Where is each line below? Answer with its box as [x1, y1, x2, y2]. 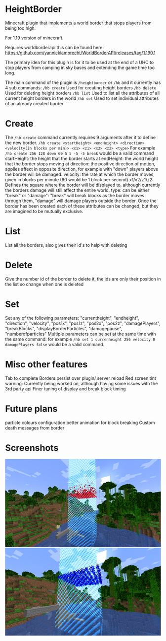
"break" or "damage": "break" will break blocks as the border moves [5, 192, 145, 198]
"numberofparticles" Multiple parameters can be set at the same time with [5, 331, 156, 337]
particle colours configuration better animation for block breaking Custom [5, 420, 155, 426]
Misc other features [5, 358, 88, 370]
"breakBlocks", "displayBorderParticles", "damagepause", [5, 325, 123, 331]
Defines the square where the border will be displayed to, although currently [5, 182, 161, 188]
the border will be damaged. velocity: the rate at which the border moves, [5, 171, 155, 177]
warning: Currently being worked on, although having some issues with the [5, 380, 158, 386]
